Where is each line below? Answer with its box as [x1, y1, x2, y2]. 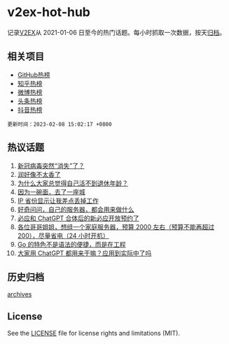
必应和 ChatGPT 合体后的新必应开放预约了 [17, 214, 140, 222]
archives [7, 290, 32, 299]
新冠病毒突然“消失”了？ [17, 162, 85, 170]
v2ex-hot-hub [7, 4, 91, 20]
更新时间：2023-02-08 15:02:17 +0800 [7, 120, 112, 128]
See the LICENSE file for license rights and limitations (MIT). [7, 329, 181, 338]
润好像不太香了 [17, 170, 61, 178]
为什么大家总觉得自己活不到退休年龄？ [17, 179, 128, 187]
